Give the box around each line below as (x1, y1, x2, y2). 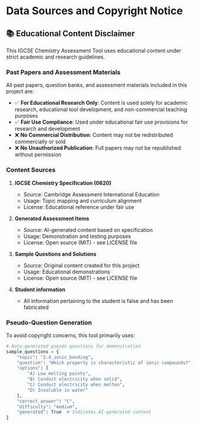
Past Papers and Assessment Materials (6, 68, 121, 76)
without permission (14, 151, 62, 158)
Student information (14, 286, 66, 293)
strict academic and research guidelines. (6, 53, 105, 60)
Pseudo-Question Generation (6, 318, 93, 327)
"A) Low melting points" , (27, 371, 91, 377)
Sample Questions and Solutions (14, 250, 97, 257)
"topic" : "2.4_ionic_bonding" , (16, 354, 94, 360)
